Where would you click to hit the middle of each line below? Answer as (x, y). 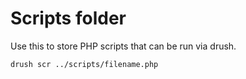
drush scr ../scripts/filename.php (84, 64)
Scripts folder (68, 18)
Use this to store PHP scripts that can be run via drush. (123, 46)
